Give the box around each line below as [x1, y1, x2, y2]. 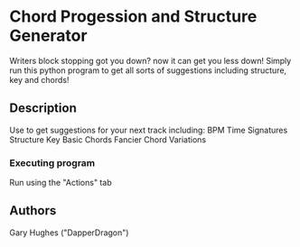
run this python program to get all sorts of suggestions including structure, [9, 65, 287, 76]
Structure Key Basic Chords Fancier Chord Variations [9, 133, 206, 145]
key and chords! [9, 74, 70, 85]
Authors [9, 203, 57, 218]
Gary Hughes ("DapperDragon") [9, 227, 129, 238]
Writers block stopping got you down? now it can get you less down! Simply [9, 55, 292, 66]
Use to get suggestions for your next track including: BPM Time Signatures [9, 124, 288, 135]
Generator [9, 25, 88, 46]
